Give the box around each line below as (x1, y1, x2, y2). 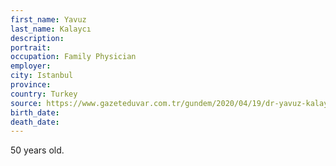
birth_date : (10, 107, 60, 118)
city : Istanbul (10, 71, 74, 81)
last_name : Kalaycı (10, 24, 92, 34)
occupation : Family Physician (10, 52, 137, 62)
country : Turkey (10, 89, 78, 99)
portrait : (10, 42, 52, 53)
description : (10, 33, 65, 43)
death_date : (10, 117, 60, 127)
